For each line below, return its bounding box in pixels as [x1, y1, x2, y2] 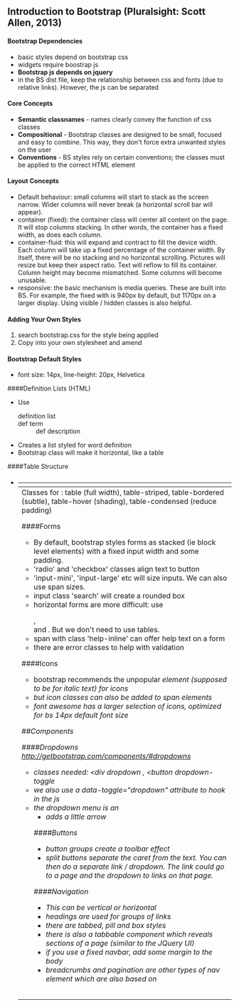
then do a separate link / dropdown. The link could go [46, 862, 225, 872]
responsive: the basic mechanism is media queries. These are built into [17, 284, 226, 291]
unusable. [17, 276, 48, 284]
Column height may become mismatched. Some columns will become [17, 269, 223, 277]
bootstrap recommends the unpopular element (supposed [33, 675, 228, 685]
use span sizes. [33, 582, 85, 592]
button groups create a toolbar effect [46, 844, 170, 854]
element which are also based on [46, 974, 157, 984]
